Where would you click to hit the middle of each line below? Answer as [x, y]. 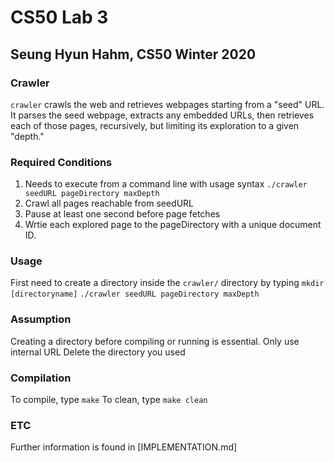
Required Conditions [61, 162]
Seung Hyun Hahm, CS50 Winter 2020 [133, 54]
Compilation [41, 378]
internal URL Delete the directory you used [98, 352]
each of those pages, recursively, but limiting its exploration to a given [155, 125]
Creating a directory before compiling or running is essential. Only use [155, 341]
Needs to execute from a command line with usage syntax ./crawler [166, 184]
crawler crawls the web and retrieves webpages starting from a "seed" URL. [167, 104]
